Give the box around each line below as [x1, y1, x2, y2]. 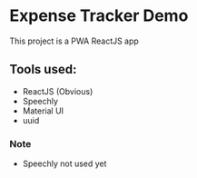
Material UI [22, 105, 64, 116]
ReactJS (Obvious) [22, 85, 94, 96]
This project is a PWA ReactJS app [9, 35, 139, 46]
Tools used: [9, 62, 77, 77]
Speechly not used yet [22, 158, 107, 169]
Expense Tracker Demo [9, 5, 189, 26]
